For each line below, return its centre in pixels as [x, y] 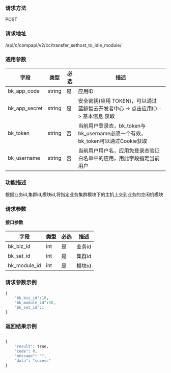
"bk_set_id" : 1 [29, 308]
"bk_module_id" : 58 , [35, 303]
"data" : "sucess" [33, 361]
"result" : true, [32, 346]
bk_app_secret [25, 108]
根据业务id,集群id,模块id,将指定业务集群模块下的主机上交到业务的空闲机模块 [84, 194]
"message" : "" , [31, 356]
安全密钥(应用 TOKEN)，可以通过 [118, 101]
